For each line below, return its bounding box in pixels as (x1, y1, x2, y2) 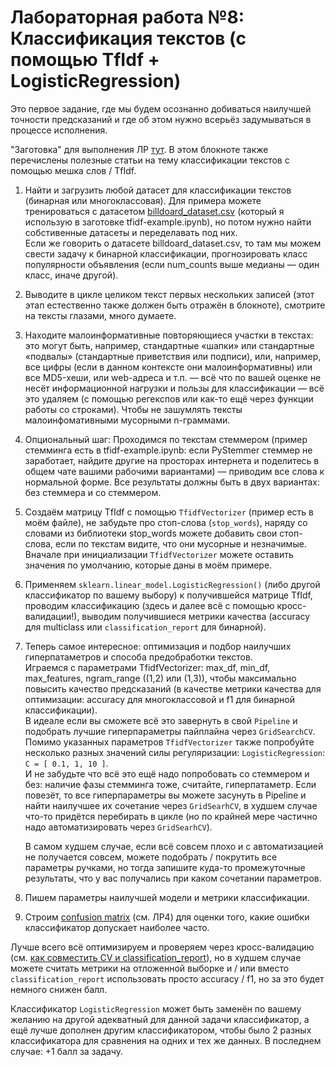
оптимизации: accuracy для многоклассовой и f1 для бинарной (24, 693, 295, 705)
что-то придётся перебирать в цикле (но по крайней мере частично (24, 810, 318, 822)
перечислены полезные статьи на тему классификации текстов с (10, 154, 290, 166)
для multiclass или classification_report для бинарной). (24, 621, 267, 633)
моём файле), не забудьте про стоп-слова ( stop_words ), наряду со (24, 516, 308, 528)
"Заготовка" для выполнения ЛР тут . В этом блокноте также (10, 143, 269, 155)
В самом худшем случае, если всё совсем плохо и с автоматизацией (24, 840, 324, 852)
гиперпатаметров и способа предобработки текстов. (24, 651, 253, 663)
